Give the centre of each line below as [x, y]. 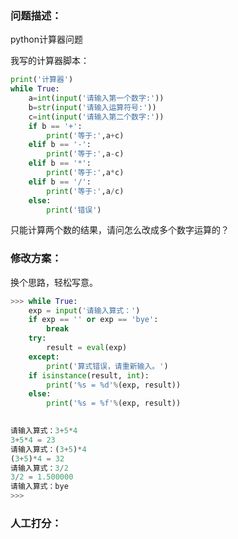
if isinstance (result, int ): [89, 375]
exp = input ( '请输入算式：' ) [84, 310]
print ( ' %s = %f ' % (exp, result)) [114, 403]
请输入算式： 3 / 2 [39, 468]
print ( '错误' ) [74, 210]
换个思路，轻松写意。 [54, 282]
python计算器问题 [46, 39]
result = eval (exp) [87, 348]
